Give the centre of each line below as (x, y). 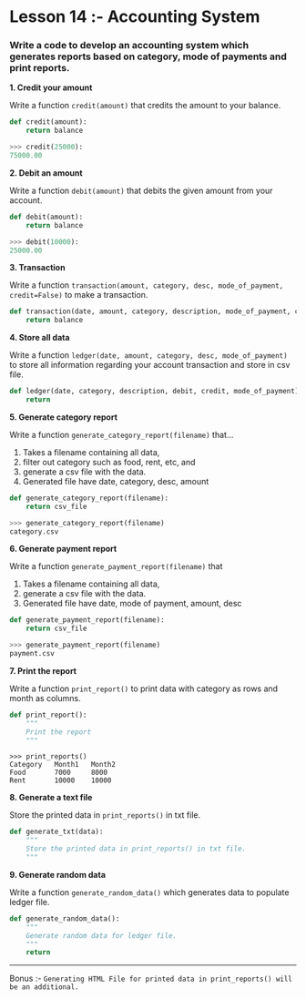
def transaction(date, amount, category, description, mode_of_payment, (150, 311)
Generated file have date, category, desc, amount (116, 481)
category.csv (34, 531)
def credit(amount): (49, 122)
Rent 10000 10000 (61, 780)
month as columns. (45, 698)
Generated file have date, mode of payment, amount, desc (132, 604)
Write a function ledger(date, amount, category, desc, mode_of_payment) (149, 355)
